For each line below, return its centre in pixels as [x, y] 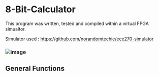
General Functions [35, 69]
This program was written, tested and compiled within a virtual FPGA [77, 23]
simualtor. [16, 29]
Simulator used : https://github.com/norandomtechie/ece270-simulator [80, 39]
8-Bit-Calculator [41, 9]
